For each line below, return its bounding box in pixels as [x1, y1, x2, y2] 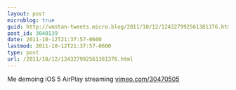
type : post [7, 50, 39, 57]
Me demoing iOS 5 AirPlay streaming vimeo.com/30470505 [7, 75, 180, 83]
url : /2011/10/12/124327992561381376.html [7, 56, 133, 63]
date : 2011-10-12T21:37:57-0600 [7, 36, 102, 43]
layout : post [7, 10, 46, 17]
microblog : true [7, 17, 55, 24]
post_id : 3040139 [7, 29, 58, 37]
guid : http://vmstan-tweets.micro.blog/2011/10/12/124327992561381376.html [7, 23, 234, 30]
